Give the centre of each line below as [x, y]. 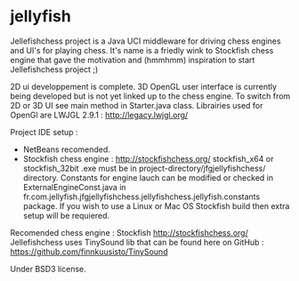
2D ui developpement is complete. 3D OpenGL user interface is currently [144, 86]
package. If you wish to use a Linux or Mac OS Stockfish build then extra [156, 205]
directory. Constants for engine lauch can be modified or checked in [148, 177]
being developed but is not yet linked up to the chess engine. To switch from [150, 96]
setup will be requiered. [66, 215]
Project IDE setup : [44, 132]
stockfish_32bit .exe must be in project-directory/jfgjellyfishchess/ [144, 168]
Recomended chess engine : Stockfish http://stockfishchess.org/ [129, 232]
